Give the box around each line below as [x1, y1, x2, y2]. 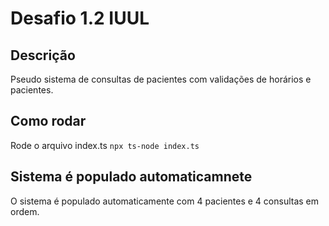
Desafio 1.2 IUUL [10, 7, 150, 30]
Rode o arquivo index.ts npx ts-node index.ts [10, 139, 200, 151]
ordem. [10, 205, 40, 217]
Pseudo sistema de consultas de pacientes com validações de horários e [10, 73, 312, 85]
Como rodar [10, 113, 87, 130]
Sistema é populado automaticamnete [10, 168, 253, 186]
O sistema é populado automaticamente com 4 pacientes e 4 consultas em [10, 195, 320, 207]
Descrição [10, 47, 76, 64]
